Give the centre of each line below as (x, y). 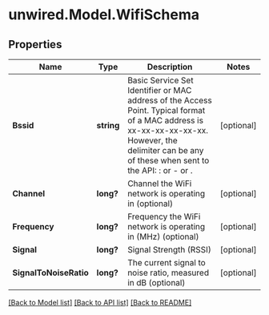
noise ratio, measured (169, 273)
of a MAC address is (166, 120)
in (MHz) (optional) (163, 236)
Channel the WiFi (160, 184)
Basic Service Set (161, 80)
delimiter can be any (166, 150)
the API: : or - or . (160, 170)
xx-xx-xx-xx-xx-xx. (168, 130)
